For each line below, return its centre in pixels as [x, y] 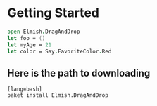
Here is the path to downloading [79, 73]
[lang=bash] [25, 89]
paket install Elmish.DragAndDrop [58, 95]
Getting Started [54, 13]
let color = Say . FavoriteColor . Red [59, 51]
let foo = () [26, 38]
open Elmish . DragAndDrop [44, 32]
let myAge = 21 [30, 45]
